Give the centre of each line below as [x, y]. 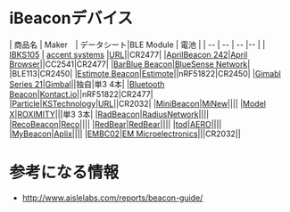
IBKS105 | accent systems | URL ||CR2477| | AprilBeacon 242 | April [128, 54]
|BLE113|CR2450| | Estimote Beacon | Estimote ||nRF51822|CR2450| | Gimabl [145, 73]
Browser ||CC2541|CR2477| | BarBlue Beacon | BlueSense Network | [130, 64]
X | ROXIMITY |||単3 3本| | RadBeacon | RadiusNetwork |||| [109, 114]
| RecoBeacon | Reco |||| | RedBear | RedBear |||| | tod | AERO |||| [116, 124]
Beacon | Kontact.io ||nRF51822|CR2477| [81, 94]
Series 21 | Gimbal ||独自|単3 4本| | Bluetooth [87, 84]
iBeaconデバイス [71, 18]
